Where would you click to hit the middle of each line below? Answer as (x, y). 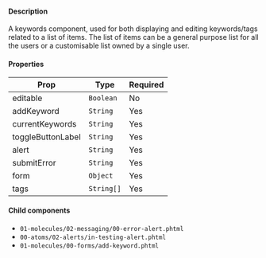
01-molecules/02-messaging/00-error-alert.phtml (102, 229)
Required (146, 85)
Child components (39, 210)
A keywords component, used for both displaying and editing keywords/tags (133, 29)
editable (27, 98)
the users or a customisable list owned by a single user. (99, 46)
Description (28, 11)
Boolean (103, 98)
